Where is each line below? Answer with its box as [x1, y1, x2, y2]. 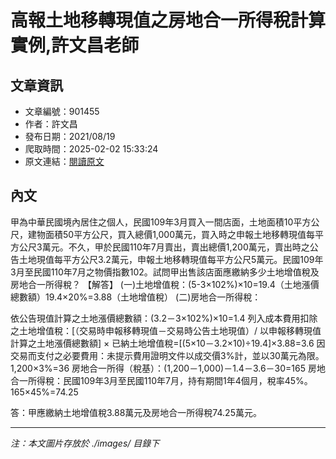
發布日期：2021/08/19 [24, 131, 116, 142]
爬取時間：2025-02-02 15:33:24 [24, 143, 159, 155]
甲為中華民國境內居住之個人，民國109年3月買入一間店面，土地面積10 [10, 216, 294, 228]
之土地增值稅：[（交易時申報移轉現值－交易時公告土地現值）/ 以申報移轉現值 [10, 324, 322, 336]
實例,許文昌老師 [10, 34, 140, 57]
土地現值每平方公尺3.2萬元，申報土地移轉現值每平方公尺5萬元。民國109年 [18, 253, 324, 265]
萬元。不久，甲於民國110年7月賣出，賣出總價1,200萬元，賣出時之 [41, 241, 310, 253]
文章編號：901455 [24, 106, 100, 117]
